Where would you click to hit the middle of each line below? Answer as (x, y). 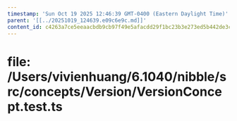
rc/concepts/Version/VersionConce (115, 91)
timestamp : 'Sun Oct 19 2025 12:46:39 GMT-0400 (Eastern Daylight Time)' (118, 14)
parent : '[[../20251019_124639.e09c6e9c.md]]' (77, 20)
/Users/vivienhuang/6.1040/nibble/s (117, 76)
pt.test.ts (35, 107)
